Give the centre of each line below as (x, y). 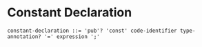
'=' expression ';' (72, 36)
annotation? (24, 36)
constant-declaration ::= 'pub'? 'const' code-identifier (92, 31)
